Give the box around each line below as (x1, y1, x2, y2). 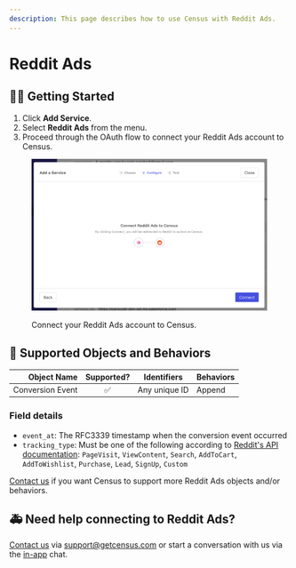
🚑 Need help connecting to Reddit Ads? (9, 512, 236, 527)
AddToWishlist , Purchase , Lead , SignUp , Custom (21, 458, 188, 468)
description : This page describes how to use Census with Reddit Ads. (9, 14, 276, 23)
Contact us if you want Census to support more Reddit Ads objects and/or (9, 476, 281, 486)
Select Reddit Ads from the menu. (21, 122, 148, 132)
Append (196, 385, 226, 396)
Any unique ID (137, 385, 189, 396)
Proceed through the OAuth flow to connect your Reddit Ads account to (21, 132, 284, 142)
